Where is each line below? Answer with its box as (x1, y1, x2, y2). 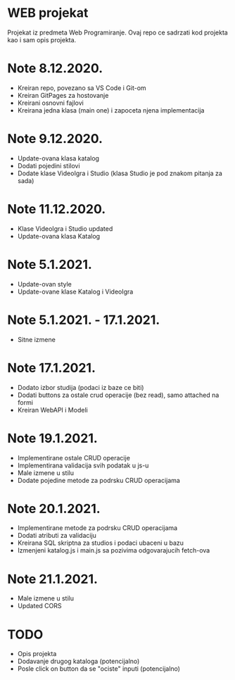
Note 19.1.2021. (7, 430, 99, 446)
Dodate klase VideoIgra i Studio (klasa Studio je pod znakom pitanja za (17, 169, 223, 177)
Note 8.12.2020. (7, 61, 103, 77)
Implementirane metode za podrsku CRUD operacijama (17, 524, 178, 532)
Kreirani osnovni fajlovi (17, 99, 84, 107)
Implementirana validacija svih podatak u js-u (17, 461, 149, 470)
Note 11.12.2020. (7, 201, 106, 217)
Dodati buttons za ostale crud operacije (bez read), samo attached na (17, 391, 220, 399)
